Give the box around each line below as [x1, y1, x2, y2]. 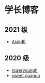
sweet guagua [11, 72, 40, 78]
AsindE [11, 39, 26, 44]
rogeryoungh [11, 67, 38, 73]
